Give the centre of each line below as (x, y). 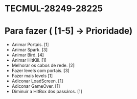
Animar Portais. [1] (30, 45)
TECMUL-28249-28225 (54, 9)
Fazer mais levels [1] (32, 76)
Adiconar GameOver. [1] (36, 86)
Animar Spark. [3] (30, 50)
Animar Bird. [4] (28, 55)
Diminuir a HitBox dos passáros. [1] (47, 92)
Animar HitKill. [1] (29, 60)
